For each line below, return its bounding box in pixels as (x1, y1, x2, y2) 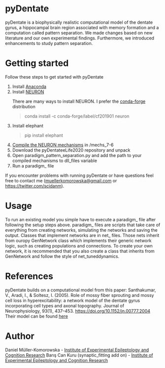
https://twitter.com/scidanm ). (5, 183, 65, 189)
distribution (12, 103, 36, 109)
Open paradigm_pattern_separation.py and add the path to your (12, 152, 142, 158)
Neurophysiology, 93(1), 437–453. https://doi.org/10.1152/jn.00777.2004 (5, 308, 151, 314)
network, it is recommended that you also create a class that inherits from (5, 248, 155, 254)
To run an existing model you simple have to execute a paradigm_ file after (5, 216, 156, 222)
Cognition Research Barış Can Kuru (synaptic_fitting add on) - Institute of (5, 352, 154, 358)
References (5, 271, 53, 282)
